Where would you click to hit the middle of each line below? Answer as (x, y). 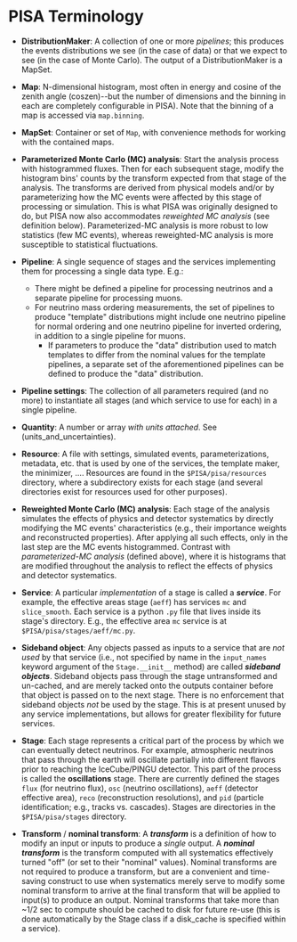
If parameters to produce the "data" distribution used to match (162, 345)
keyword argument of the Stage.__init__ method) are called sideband (151, 667)
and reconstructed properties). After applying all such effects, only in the (155, 537)
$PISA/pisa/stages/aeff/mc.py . (78, 630)
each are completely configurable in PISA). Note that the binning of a (147, 105)
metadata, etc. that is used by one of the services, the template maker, (150, 463)
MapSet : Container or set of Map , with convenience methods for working (153, 132)
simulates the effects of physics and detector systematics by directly (147, 518)
